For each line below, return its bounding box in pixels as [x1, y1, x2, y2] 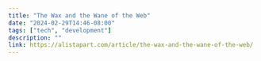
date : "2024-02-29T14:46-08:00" [8, 19, 115, 27]
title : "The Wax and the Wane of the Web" [8, 11, 151, 20]
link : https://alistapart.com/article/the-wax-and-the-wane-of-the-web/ [8, 41, 254, 49]
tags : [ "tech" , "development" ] [8, 26, 112, 34]
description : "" [8, 33, 62, 42]
